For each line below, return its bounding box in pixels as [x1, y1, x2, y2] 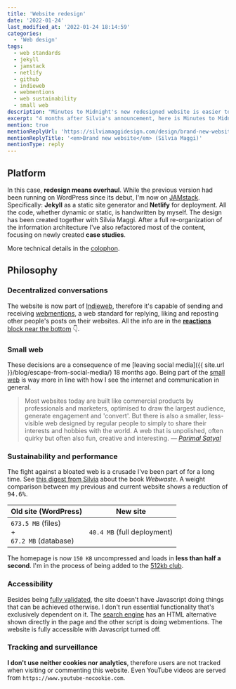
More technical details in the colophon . [7, 244, 120, 252]
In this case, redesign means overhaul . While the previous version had [7, 186, 213, 194]
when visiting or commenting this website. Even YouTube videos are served [7, 666, 226, 674]
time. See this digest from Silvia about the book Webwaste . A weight [7, 475, 206, 484]
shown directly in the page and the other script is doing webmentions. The [7, 617, 223, 626]
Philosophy [7, 264, 58, 276]
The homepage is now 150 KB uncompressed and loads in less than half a [7, 554, 221, 562]
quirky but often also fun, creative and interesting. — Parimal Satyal [24, 434, 221, 442]
